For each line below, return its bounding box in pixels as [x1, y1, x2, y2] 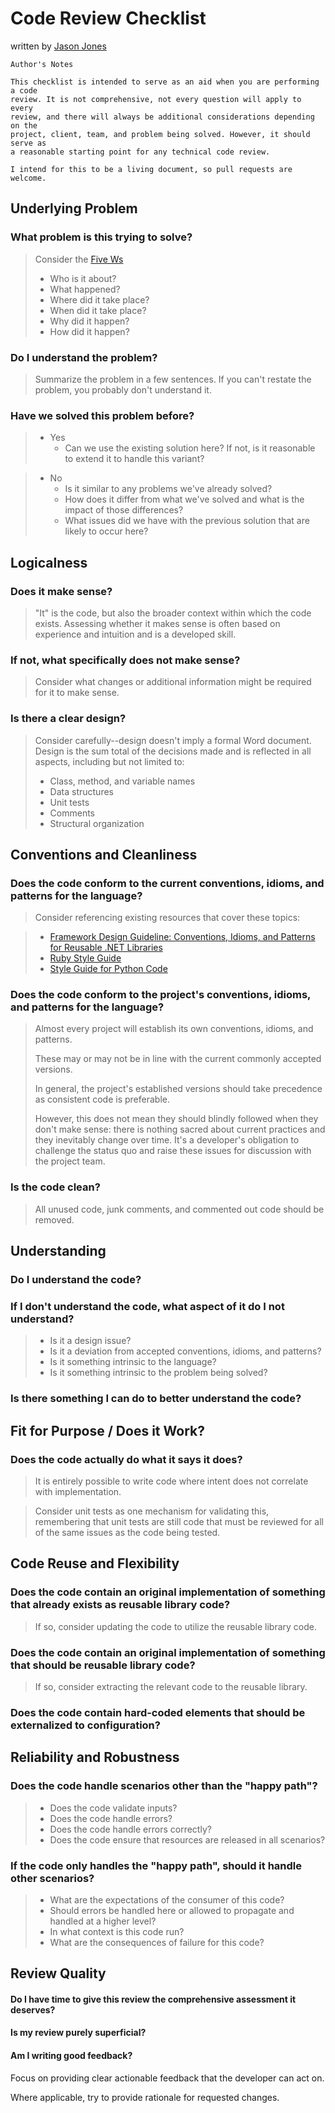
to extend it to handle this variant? [64, 453, 205, 465]
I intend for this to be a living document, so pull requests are [10, 164, 293, 174]
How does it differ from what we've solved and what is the [64, 493, 305, 506]
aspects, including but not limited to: [34, 755, 185, 767]
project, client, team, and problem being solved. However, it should [10, 129, 311, 139]
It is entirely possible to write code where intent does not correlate [34, 1475, 309, 1487]
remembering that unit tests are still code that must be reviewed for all [34, 1516, 324, 1527]
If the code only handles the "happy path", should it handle [10, 1858, 303, 1872]
